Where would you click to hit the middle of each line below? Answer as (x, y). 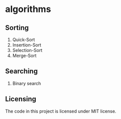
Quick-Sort (24, 39)
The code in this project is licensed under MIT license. (61, 111)
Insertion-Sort (27, 45)
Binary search (27, 83)
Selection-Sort (27, 50)
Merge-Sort (24, 55)
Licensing (21, 99)
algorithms (28, 9)
